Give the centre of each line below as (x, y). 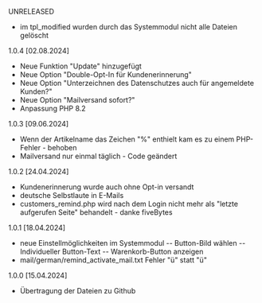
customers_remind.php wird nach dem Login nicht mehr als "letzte (129, 204)
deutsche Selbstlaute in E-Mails (72, 195)
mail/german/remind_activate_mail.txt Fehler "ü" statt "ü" (113, 260)
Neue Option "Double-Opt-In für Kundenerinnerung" (106, 74)
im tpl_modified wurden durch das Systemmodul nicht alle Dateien (128, 27)
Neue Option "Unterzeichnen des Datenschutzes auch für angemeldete (137, 83)
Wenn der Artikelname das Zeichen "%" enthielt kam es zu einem (127, 139)
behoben (62, 148)
